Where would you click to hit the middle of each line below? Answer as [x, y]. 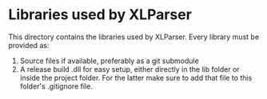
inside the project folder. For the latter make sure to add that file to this [136, 77]
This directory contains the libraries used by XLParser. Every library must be [134, 37]
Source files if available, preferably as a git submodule [110, 61]
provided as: [29, 45]
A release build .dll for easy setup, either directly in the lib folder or [130, 69]
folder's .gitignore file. [56, 86]
